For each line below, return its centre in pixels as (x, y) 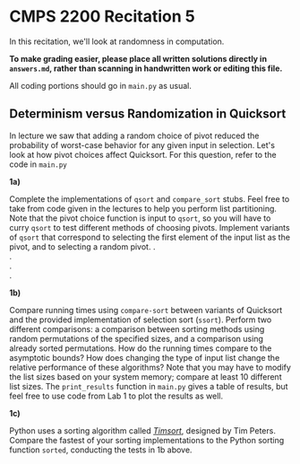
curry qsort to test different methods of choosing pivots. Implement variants (150, 227)
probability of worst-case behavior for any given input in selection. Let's (142, 144)
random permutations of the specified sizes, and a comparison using (137, 338)
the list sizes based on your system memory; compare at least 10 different (146, 376)
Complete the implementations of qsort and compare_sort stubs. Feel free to (150, 198)
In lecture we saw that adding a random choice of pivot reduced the (134, 136)
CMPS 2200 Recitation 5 (102, 17)
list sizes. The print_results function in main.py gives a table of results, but (149, 386)
